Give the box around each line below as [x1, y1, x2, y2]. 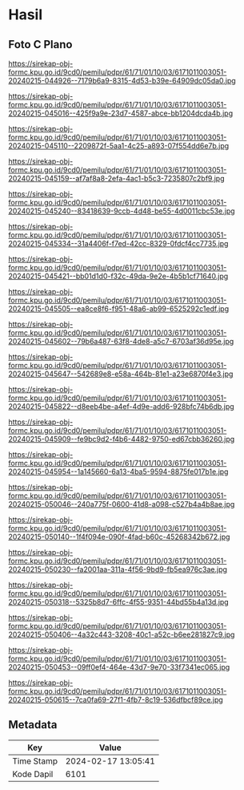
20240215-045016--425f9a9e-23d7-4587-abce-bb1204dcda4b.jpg [8, 108, 234, 118]
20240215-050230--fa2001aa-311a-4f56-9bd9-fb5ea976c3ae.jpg [8, 565, 228, 574]
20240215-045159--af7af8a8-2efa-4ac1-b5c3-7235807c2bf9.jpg [8, 174, 226, 183]
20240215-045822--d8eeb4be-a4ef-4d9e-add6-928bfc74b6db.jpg [8, 402, 234, 411]
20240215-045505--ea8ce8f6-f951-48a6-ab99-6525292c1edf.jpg [8, 304, 230, 314]
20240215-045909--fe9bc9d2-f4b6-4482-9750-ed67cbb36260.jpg [8, 435, 235, 444]
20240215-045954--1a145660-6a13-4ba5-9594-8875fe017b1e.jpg [8, 467, 229, 476]
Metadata [8, 718, 58, 731]
